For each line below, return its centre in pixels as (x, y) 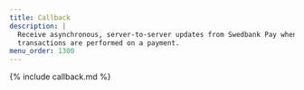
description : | (38, 26)
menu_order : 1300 (42, 51)
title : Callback (40, 18)
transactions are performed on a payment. (99, 43)
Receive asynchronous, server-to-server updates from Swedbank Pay (147, 34)
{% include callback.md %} (60, 76)
